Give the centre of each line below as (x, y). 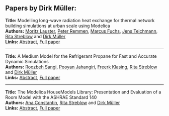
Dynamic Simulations (27, 61)
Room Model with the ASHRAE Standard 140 (51, 97)
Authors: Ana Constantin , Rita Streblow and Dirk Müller (63, 102)
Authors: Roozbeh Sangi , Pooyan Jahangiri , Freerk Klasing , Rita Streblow (81, 67)
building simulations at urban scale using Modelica (58, 26)
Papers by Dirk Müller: (41, 8)
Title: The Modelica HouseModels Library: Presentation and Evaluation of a (83, 92)
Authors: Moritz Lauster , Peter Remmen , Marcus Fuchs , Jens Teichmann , (81, 31)
